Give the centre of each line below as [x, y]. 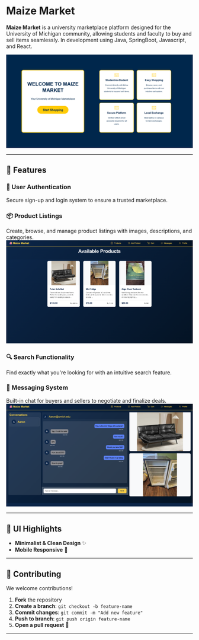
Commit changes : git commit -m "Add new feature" [79, 613]
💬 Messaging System [37, 388]
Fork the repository [38, 600]
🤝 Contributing [34, 574]
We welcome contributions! [39, 588]
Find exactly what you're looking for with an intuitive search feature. [89, 372]
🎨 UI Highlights [34, 529]
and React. [19, 46]
